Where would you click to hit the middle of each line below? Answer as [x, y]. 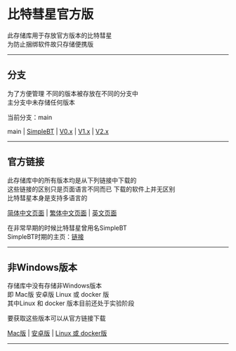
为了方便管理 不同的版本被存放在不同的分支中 [73, 93]
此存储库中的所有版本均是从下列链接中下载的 [72, 180]
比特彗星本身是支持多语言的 [47, 197]
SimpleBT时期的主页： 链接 [46, 236]
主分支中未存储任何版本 [41, 102]
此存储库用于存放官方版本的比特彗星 [60, 35]
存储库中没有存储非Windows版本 [55, 285]
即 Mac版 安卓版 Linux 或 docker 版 [58, 295]
